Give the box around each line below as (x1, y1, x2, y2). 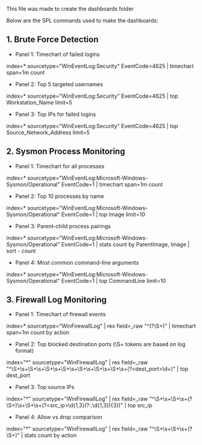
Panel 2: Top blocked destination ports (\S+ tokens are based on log (15, 341, 186, 348)
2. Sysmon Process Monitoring (6, 146, 126, 157)
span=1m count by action (6, 329, 70, 336)
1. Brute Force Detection (6, 35, 99, 45)
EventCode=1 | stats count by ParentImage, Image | (61, 240, 190, 248)
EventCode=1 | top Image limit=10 (61, 211, 146, 218)
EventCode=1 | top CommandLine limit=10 (61, 277, 166, 284)
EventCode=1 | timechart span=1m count (61, 180, 163, 188)
